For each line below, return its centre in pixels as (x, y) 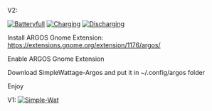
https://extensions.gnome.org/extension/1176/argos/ (84, 45)
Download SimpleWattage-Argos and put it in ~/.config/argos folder (106, 72)
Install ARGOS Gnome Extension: (55, 37)
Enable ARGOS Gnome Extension (56, 59)
